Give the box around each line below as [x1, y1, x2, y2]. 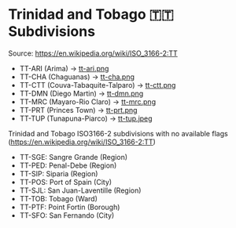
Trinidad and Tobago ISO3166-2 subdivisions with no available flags [8, 128, 228, 138]
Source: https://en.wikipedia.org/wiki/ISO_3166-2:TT [8, 49, 179, 58]
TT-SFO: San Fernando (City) [19, 210, 115, 220]
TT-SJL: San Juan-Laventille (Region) [19, 186, 142, 195]
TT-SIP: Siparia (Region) [19, 168, 98, 178]
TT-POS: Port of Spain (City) [19, 177, 112, 186]
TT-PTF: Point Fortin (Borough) [19, 202, 120, 212]
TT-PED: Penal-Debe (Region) [19, 161, 117, 170]
